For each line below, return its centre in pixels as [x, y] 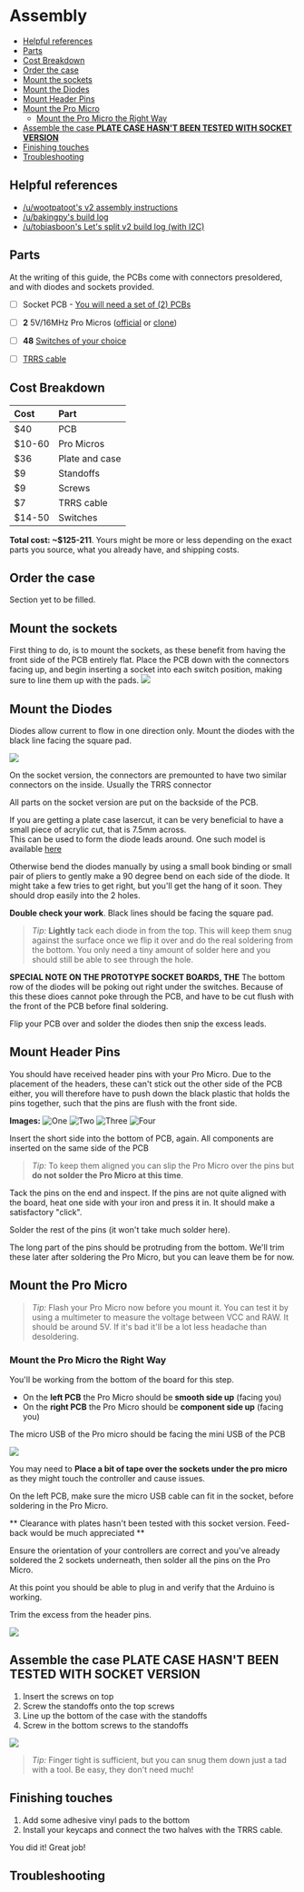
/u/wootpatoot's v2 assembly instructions [100, 207]
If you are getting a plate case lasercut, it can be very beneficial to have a [147, 820]
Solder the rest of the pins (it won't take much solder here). [120, 1229]
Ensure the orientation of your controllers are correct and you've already [145, 1550]
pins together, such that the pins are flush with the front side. [123, 1103]
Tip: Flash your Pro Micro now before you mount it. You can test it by [160, 1307]
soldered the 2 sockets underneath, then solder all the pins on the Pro [140, 1560]
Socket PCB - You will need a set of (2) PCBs [107, 304]
